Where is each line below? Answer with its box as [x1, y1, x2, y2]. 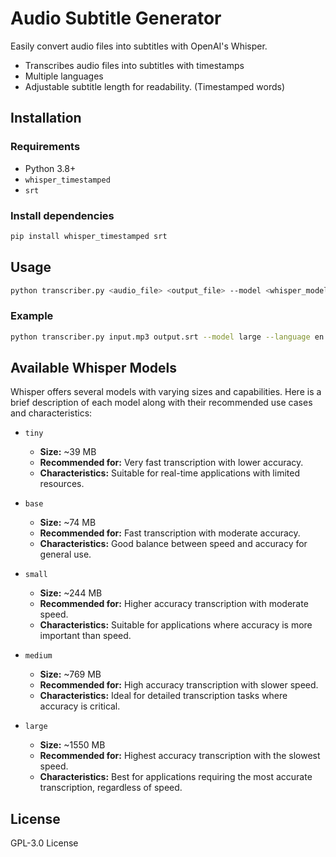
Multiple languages [24, 70, 104, 82]
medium [24, 651, 53, 661]
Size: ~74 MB [39, 517, 97, 529]
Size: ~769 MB [39, 668, 102, 681]
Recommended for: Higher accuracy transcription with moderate [39, 598, 309, 610]
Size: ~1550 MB [39, 739, 106, 751]
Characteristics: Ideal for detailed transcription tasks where [39, 690, 288, 702]
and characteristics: [10, 407, 93, 419]
